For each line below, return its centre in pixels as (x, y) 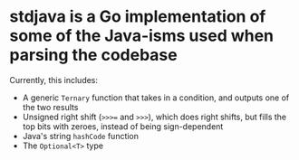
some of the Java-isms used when (142, 36)
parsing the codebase (94, 55)
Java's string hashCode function (80, 136)
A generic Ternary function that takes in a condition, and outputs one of (156, 98)
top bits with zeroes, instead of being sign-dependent (123, 126)
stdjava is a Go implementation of (138, 17)
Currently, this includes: (53, 80)
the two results (50, 107)
